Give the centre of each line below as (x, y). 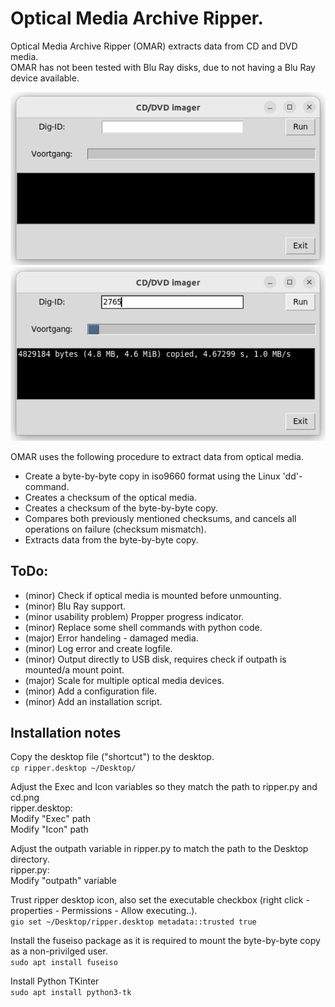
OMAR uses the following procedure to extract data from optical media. (157, 456)
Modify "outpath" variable (63, 881)
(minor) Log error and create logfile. (98, 648)
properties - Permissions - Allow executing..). (104, 911)
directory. (30, 859)
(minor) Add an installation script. (93, 701)
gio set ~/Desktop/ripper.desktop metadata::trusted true (133, 922)
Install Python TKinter (55, 981)
